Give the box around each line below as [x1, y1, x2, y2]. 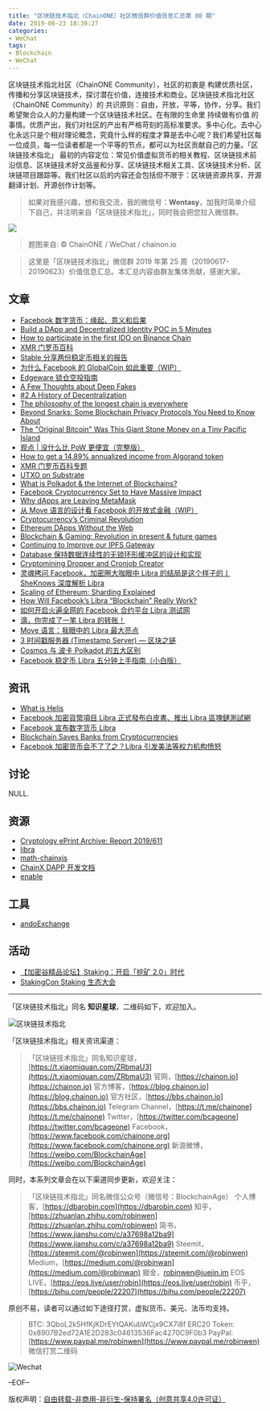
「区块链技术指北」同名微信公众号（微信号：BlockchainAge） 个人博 [27, 1192, 256, 1201]
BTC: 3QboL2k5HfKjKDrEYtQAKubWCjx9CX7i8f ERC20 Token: [27, 1319, 235, 1329]
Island [19, 433, 41, 442]
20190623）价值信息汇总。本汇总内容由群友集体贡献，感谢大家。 [27, 266, 245, 276]
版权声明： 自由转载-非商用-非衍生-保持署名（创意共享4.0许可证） [8, 1394, 227, 1404]
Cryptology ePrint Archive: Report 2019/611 [19, 836, 163, 846]
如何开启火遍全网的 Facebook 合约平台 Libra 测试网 [19, 605, 190, 615]
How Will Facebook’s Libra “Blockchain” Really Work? [19, 596, 198, 605]
